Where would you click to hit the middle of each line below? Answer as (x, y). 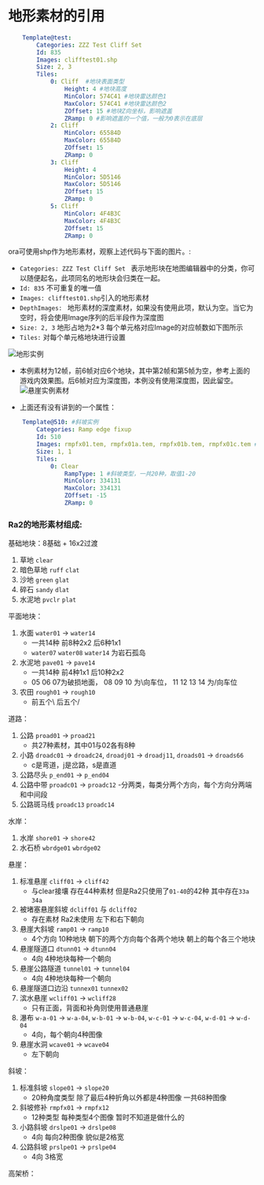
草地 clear (36, 560)
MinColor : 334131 (93, 481)
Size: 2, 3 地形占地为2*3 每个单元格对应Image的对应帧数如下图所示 (131, 327)
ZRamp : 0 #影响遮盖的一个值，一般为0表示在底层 (133, 118)
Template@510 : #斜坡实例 (60, 423)
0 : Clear (64, 466)
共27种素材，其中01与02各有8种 (83, 745)
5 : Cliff (64, 207)
